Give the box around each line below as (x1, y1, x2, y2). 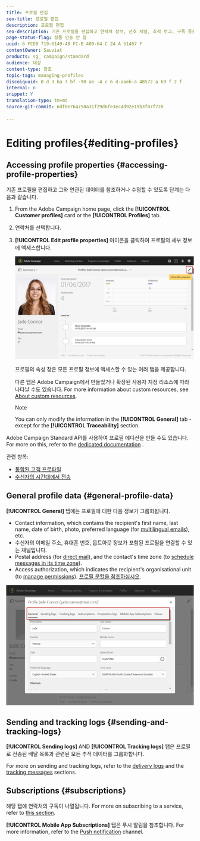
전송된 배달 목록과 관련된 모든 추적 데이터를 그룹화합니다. (12, 750, 145, 757)
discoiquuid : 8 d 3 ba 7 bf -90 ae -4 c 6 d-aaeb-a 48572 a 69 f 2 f (6, 79, 183, 85)
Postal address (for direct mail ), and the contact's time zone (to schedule (14, 553, 194, 560)
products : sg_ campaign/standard (6, 54, 89, 60)
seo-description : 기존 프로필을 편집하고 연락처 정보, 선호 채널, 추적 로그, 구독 (6, 29, 186, 35)
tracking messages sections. (6, 768, 77, 776)
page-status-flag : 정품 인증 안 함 (6, 35, 87, 41)
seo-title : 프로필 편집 (6, 15, 59, 22)
